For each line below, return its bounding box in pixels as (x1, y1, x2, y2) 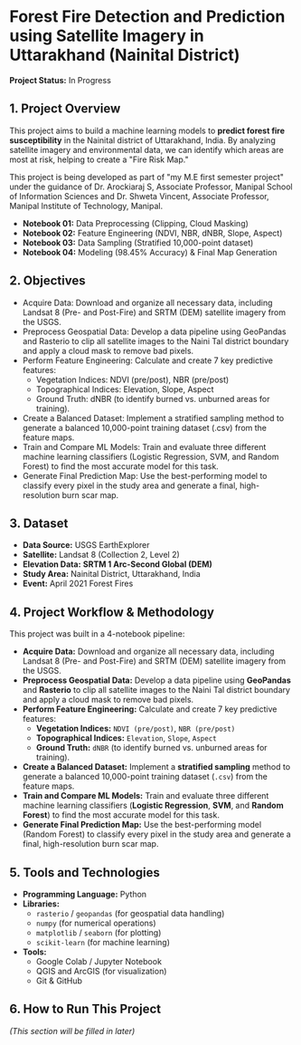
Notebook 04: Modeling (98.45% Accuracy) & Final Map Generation (22, 246, 277, 257)
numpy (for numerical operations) (35, 917, 156, 928)
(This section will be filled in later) (9, 1025, 136, 1036)
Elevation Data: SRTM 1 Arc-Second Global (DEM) (22, 559, 212, 570)
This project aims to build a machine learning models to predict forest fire (9, 125, 286, 136)
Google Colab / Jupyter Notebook (35, 956, 163, 966)
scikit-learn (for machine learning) (35, 937, 170, 947)
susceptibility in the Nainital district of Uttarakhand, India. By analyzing (9, 134, 276, 146)
